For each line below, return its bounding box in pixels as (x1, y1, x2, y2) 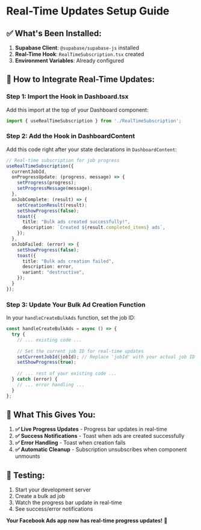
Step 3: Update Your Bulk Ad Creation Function (6, 300, 146, 308)
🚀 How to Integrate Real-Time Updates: (6, 74, 155, 85)
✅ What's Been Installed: (6, 28, 102, 39)
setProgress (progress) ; (17, 179, 77, 186)
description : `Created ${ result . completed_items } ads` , (22, 225, 165, 231)
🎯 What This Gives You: (6, 410, 96, 420)
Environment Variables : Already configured (14, 57, 125, 64)
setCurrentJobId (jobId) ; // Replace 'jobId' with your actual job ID (17, 354, 196, 360)
